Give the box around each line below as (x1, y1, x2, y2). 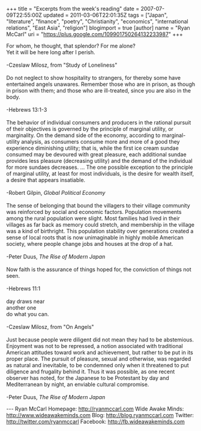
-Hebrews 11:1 (6, 285, 41, 292)
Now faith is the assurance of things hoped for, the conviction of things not (6, 266, 192, 273)
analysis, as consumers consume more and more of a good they (20, 138, 180, 145)
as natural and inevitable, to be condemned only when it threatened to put (6, 362, 189, 368)
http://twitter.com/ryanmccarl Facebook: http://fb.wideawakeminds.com (6, 418, 185, 425)
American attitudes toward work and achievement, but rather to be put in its (6, 349, 194, 356)
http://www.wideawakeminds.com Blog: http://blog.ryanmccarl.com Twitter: (6, 412, 194, 418)
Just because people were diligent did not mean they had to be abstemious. (6, 336, 194, 343)
